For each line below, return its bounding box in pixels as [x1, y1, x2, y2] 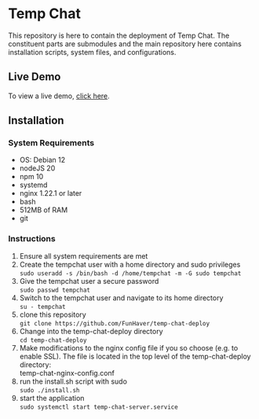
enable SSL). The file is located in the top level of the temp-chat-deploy [19, 351, 251, 361]
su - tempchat [19, 303, 66, 311]
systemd [19, 180, 48, 189]
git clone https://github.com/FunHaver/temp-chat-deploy [19, 319, 210, 327]
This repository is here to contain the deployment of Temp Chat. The [8, 31, 230, 40]
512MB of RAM [19, 205, 68, 215]
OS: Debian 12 [19, 155, 65, 165]
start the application [19, 393, 85, 402]
